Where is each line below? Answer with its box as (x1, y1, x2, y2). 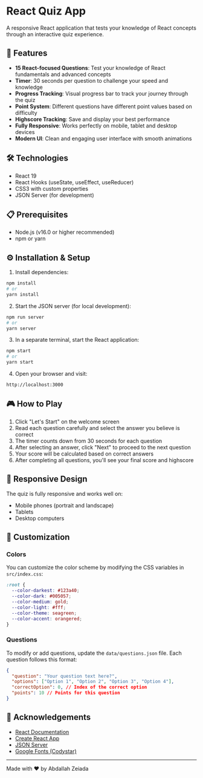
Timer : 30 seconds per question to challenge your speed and (14, 77, 168, 84)
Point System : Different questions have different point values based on (14, 103, 192, 110)
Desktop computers (14, 515, 65, 522)
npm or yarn (14, 235, 46, 242)
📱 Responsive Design (6, 474, 88, 484)
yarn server (6, 325, 36, 332)
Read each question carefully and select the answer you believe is (14, 424, 180, 431)
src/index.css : (6, 570, 43, 577)
